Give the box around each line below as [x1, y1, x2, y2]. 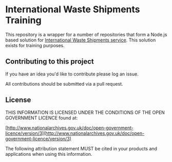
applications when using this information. [5, 151, 92, 157]
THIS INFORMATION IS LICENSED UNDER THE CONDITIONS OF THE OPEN [5, 109, 165, 115]
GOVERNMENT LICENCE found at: [5, 114, 78, 121]
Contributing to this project [5, 57, 94, 66]
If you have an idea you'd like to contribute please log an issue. [5, 71, 139, 77]
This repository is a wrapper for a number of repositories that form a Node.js [5, 31, 167, 37]
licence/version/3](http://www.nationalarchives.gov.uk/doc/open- [5, 130, 145, 136]
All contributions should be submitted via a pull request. [5, 80, 123, 87]
